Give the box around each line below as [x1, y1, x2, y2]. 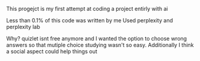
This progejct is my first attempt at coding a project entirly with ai [6, 5, 168, 12]
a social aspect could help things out [6, 48, 98, 55]
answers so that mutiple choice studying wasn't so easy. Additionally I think [6, 42, 194, 48]
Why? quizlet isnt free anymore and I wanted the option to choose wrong [6, 35, 187, 42]
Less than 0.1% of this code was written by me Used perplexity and [6, 17, 173, 24]
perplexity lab [6, 24, 40, 30]
